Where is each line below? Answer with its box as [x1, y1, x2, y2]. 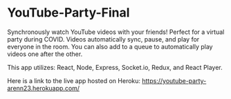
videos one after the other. [7, 50, 83, 58]
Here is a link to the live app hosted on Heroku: [7, 76, 140, 84]
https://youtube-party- [141, 76, 207, 84]
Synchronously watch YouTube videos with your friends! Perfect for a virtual [7, 28, 225, 36]
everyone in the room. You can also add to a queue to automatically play [7, 42, 213, 51]
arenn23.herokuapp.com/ [7, 84, 80, 92]
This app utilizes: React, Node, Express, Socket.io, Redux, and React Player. [7, 63, 223, 71]
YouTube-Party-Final [7, 5, 130, 21]
